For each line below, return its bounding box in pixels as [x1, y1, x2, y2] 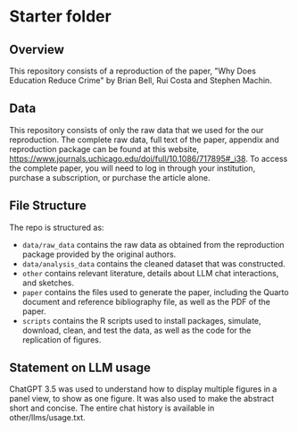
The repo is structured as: [9, 222, 104, 233]
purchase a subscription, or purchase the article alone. [9, 172, 211, 182]
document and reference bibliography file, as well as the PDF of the [21, 296, 270, 307]
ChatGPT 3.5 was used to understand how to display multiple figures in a [9, 384, 277, 394]
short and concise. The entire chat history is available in [9, 402, 215, 413]
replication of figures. [21, 334, 102, 345]
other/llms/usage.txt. [9, 412, 87, 423]
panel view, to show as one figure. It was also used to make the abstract [9, 394, 275, 404]
